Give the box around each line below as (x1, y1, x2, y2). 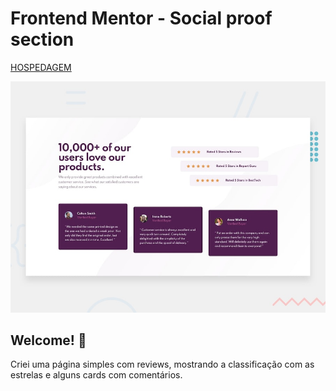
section (10, 28, 75, 51)
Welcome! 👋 (10, 332, 87, 349)
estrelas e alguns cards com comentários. (10, 369, 183, 381)
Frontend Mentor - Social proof (10, 7, 273, 30)
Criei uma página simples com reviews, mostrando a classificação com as (10, 358, 315, 371)
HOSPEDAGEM (10, 61, 72, 73)
